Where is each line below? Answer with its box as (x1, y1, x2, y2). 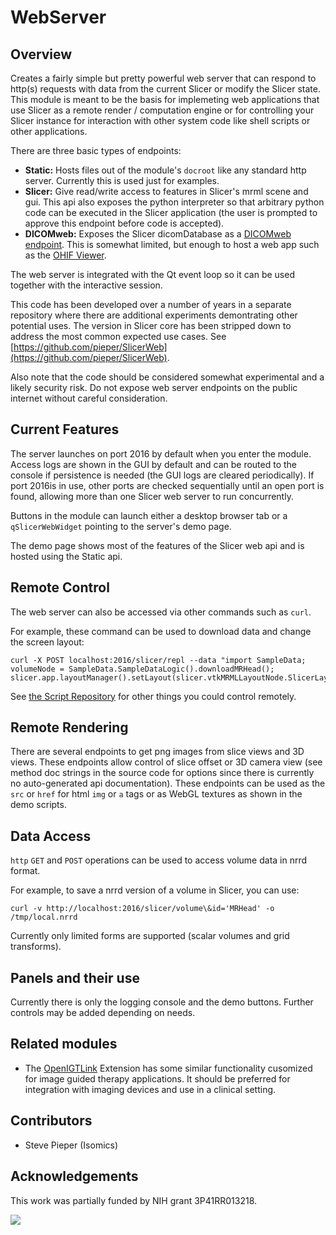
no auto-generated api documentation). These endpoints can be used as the (10, 777, 326, 790)
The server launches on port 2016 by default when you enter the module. (10, 447, 312, 460)
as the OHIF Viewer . (24, 249, 107, 261)
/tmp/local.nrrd (10, 912, 78, 923)
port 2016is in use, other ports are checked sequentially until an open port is (10, 479, 325, 491)
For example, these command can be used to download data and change (10, 625, 312, 637)
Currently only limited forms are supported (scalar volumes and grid (10, 930, 290, 942)
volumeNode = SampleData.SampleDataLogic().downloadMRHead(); (10, 664, 275, 674)
